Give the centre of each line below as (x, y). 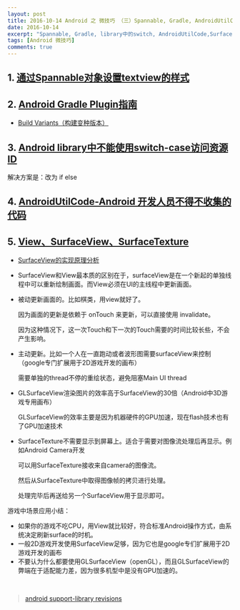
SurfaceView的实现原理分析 (59, 260)
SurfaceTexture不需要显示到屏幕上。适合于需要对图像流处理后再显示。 (122, 441)
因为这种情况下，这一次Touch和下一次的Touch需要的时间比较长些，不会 (124, 330)
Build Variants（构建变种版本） (63, 123)
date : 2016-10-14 (33, 27)
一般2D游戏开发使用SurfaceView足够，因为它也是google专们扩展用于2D (124, 544)
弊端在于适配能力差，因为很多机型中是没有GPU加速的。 (100, 571)
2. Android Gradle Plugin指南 (72, 104)
